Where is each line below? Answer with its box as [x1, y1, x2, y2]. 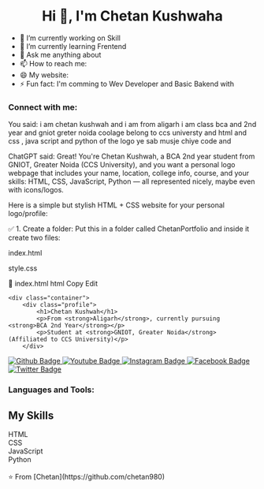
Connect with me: [8, 102, 78, 113]
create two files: [8, 233, 61, 243]
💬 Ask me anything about [19, 50, 102, 59]
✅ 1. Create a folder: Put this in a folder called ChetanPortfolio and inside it [8, 224, 250, 233]
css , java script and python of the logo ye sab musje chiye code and [8, 136, 232, 146]
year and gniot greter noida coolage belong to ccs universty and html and [8, 128, 247, 137]
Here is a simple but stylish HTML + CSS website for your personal [8, 200, 225, 210]
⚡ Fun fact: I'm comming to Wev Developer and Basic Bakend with [19, 79, 235, 88]
